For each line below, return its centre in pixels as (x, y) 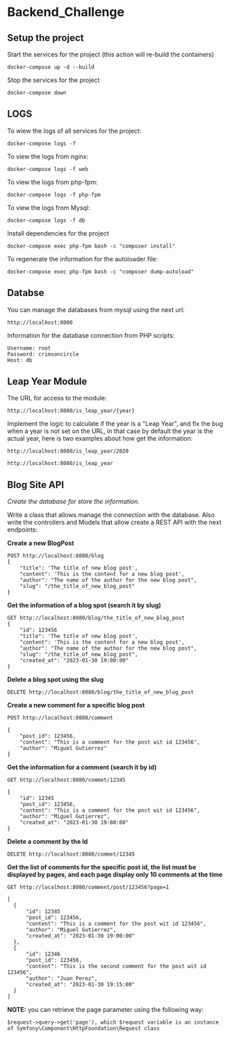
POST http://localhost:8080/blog (56, 556)
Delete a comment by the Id (48, 842)
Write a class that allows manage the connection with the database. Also (111, 515)
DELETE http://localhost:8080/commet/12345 (71, 854)
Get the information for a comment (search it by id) (82, 767)
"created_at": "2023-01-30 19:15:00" (80, 985)
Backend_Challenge (66, 12)
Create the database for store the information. (74, 502)
